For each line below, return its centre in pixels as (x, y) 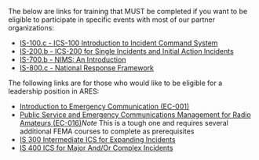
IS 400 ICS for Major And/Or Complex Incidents (96, 148)
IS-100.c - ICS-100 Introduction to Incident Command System (119, 43)
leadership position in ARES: (54, 91)
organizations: (31, 28)
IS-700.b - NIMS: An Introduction (73, 59)
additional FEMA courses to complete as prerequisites (107, 131)
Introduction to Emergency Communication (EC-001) (104, 106)
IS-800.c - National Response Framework (87, 68)
